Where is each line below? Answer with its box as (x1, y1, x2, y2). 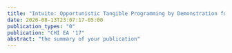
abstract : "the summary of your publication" (7, 36, 140, 43)
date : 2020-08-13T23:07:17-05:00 (7, 17, 104, 23)
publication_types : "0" (7, 23, 76, 30)
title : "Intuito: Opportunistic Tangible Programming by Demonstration (7, 10, 217, 17)
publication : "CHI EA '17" (7, 29, 85, 36)
